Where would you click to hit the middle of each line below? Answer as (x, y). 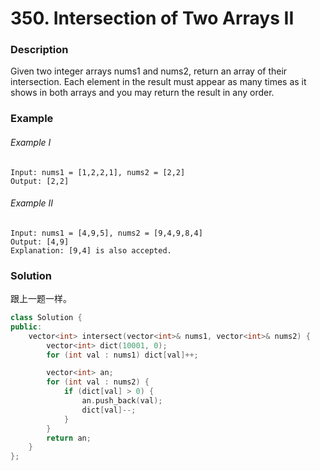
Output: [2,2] (40, 181)
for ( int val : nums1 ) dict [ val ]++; (122, 355)
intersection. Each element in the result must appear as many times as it (158, 82)
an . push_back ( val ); (122, 401)
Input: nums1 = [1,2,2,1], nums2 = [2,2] (98, 172)
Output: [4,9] (40, 242)
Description (39, 50)
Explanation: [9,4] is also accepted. (91, 250)
